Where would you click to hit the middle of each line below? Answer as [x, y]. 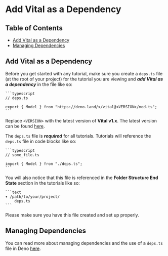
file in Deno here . [23, 248]
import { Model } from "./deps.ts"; [44, 164]
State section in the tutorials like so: [43, 183]
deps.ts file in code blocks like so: [41, 141]
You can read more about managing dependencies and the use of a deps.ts [84, 243]
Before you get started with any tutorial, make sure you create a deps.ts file [84, 73]
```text [13, 192]
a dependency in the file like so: [39, 84]
